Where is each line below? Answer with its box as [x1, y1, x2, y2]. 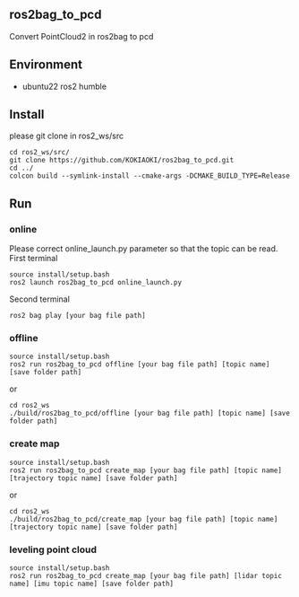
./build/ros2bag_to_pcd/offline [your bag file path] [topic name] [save [9, 408, 291, 418]
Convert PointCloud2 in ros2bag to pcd [9, 31, 154, 41]
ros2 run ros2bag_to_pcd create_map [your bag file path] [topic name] [9, 466, 282, 475]
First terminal [9, 253, 58, 264]
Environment [9, 57, 83, 73]
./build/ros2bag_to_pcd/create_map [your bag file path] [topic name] [9, 514, 278, 523]
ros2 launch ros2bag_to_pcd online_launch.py [9, 278, 182, 287]
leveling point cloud [9, 543, 97, 556]
